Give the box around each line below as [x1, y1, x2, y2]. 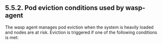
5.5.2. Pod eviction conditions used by [5, 4, 124, 12]
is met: [5, 34, 19, 40]
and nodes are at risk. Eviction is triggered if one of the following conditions [5, 29, 158, 35]
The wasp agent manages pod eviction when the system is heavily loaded [5, 24, 154, 30]
